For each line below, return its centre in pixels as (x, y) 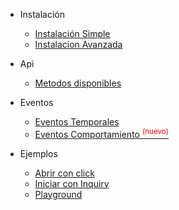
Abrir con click (64, 173)
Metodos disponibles (78, 83)
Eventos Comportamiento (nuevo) (101, 133)
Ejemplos (38, 153)
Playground (58, 194)
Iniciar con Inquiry (72, 183)
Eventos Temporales (77, 122)
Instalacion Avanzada (78, 44)
